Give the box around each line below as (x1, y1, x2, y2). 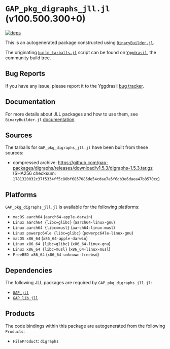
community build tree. (5, 55, 51, 61)
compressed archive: (12, 160, 57, 166)
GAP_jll (12, 290, 29, 295)
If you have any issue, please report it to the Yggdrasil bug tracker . (5, 83, 144, 89)
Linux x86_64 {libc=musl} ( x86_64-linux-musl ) (12, 246, 111, 252)
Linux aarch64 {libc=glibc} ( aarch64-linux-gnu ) (12, 219, 115, 225)
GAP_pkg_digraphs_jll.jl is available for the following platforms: (5, 204, 140, 210)
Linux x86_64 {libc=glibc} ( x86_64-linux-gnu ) (12, 241, 111, 247)
